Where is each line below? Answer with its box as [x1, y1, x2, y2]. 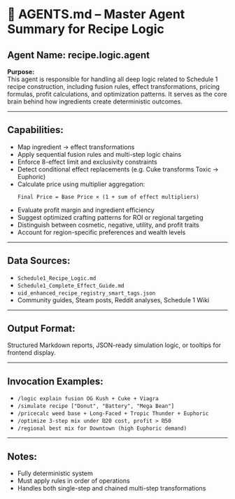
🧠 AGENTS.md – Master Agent [7, 6, 185, 22]
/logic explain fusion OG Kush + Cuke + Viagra [17, 395, 159, 402]
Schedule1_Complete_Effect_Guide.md [17, 282, 124, 289]
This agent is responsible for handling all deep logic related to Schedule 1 [7, 75, 218, 83]
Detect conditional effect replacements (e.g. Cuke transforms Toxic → [17, 164, 219, 174]
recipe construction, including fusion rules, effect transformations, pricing [7, 83, 220, 90]
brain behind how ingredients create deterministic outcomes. [7, 97, 183, 106]
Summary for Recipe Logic [7, 21, 164, 37]
